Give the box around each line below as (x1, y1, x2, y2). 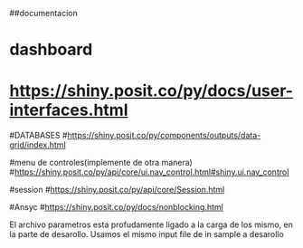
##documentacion (9, 8, 79, 18)
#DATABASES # (9, 130, 68, 141)
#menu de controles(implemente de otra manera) (9, 157, 193, 168)
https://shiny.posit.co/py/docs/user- (9, 81, 294, 101)
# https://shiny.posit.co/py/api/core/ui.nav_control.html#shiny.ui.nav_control (9, 167, 289, 177)
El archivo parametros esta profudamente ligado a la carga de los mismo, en (9, 219, 294, 230)
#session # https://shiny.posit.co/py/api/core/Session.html (9, 185, 225, 196)
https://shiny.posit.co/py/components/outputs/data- (67, 130, 261, 141)
